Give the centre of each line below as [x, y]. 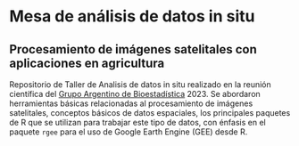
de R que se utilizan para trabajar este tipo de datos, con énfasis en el [137, 122]
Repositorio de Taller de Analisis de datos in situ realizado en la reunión [141, 85]
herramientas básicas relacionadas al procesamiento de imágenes [131, 103]
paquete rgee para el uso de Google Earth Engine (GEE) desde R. [129, 132]
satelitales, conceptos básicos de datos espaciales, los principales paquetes [150, 113]
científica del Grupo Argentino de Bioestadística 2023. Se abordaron [135, 94]
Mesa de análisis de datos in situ [132, 16]
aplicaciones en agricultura [87, 63]
